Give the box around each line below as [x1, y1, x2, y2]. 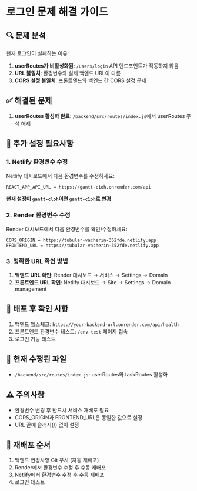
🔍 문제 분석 [6, 31, 46, 41]
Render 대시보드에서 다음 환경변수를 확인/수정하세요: [6, 226, 128, 233]
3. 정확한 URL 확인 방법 [6, 257, 68, 265]
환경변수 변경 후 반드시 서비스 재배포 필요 [14, 406, 109, 413]
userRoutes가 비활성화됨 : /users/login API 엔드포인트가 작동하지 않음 [14, 62, 179, 69]
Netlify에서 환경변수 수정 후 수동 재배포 [14, 471, 105, 479]
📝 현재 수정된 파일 [6, 354, 66, 364]
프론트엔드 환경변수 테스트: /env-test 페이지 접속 [14, 328, 128, 335]
